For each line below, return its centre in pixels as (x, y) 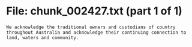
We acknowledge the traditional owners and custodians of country (91, 27)
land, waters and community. (43, 37)
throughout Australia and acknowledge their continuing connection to (96, 32)
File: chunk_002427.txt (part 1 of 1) (94, 11)
